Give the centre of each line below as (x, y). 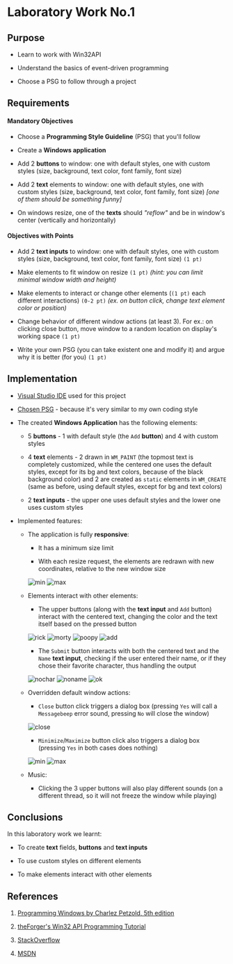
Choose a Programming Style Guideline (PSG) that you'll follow (109, 136)
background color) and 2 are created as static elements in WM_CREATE (127, 479)
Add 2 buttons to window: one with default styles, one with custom (114, 163)
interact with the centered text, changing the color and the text (128, 616)
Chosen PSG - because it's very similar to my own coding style (107, 409)
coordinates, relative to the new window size (102, 568)
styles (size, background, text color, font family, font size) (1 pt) (110, 259)
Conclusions (35, 817)
